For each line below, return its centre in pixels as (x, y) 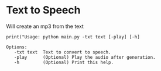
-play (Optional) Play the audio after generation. (85, 57)
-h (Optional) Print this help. (64, 62)
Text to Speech (43, 10)
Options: (17, 47)
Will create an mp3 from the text (45, 26)
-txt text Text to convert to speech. (62, 52)
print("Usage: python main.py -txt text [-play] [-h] (73, 37)
